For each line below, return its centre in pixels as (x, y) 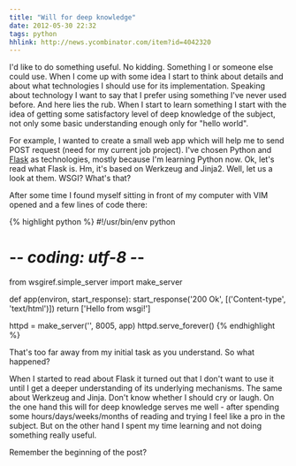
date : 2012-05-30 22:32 (53, 26)
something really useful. (53, 435)
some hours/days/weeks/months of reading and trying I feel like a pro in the (147, 416)
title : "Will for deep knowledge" (73, 17)
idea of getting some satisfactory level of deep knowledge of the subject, (142, 114)
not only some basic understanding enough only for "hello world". (129, 124)
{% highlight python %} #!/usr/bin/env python (92, 222)
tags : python (33, 34)
